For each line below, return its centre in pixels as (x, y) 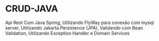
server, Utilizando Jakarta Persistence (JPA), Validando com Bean (74, 27)
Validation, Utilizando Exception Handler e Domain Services (68, 33)
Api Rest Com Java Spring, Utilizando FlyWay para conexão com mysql (80, 22)
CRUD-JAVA (32, 9)
